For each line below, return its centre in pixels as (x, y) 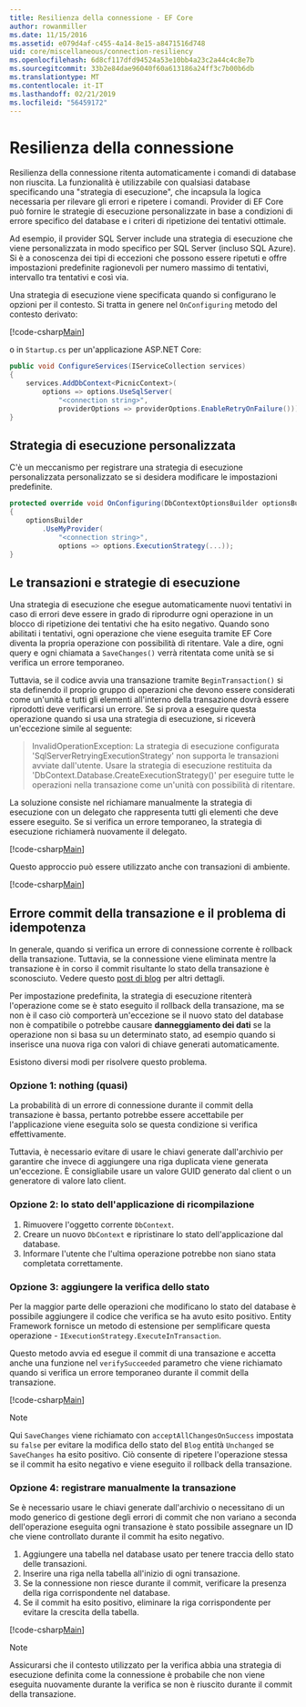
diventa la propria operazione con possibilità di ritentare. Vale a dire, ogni (147, 644)
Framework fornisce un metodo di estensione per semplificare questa (140, 1326)
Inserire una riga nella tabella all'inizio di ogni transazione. (131, 1574)
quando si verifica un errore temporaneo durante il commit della (129, 1372)
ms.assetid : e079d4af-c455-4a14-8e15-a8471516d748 (107, 43)
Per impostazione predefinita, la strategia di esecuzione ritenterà (131, 996)
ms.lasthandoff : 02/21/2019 (63, 94)
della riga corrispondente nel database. (97, 1593)
